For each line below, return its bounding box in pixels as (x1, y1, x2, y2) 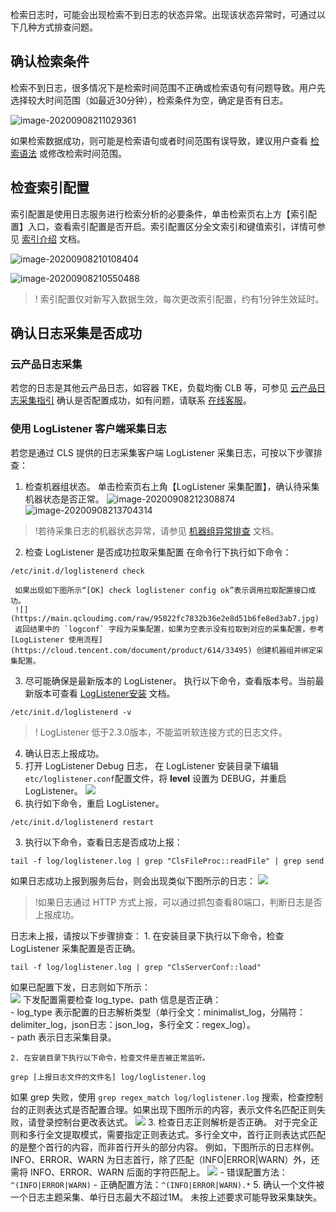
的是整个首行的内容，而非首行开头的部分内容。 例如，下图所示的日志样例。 (10, 1141, 320, 1153)
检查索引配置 (10, 179, 90, 197)
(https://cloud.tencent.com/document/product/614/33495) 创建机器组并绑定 (10, 645, 317, 655)
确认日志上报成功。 (24, 747, 105, 759)
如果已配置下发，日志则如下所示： (10, 981, 151, 993)
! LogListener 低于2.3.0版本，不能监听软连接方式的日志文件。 (34, 726, 288, 738)
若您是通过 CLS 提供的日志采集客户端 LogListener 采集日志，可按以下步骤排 (10, 446, 323, 458)
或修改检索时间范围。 (38, 147, 127, 159)
